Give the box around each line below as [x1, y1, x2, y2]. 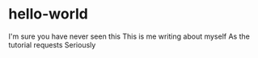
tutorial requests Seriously [8, 39, 96, 49]
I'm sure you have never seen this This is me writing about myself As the [8, 31, 251, 41]
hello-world [8, 5, 89, 23]
